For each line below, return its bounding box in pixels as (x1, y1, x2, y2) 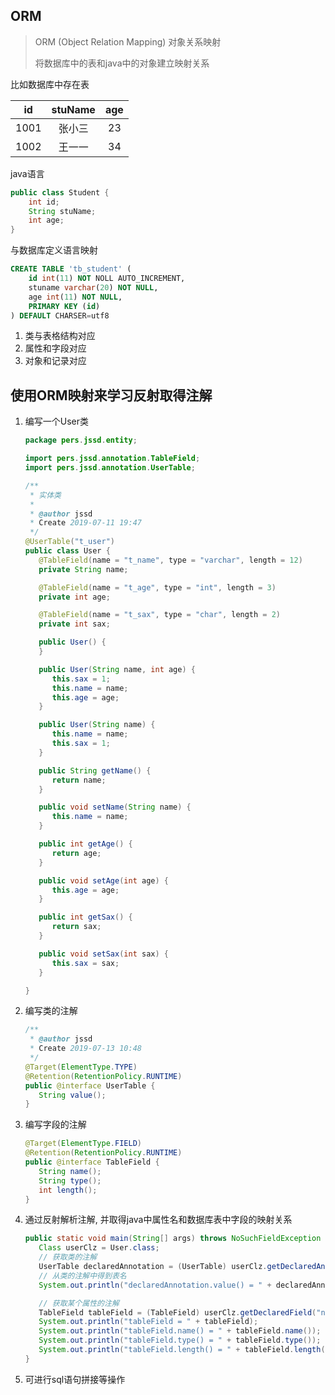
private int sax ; (38, 619, 111, 629)
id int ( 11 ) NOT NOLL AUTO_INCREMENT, (28, 274, 186, 284)
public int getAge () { (38, 839, 133, 849)
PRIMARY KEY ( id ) (28, 301, 101, 311)
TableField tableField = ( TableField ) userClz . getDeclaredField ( (38, 1307, 317, 1318)
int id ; (28, 197, 60, 207)
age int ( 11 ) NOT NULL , (28, 292, 123, 302)
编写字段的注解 (24, 1119, 87, 1131)
